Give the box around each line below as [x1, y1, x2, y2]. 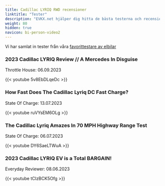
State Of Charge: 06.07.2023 [5, 133, 63, 139]
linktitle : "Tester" [5, 12, 48, 17]
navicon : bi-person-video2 [5, 30, 60, 35]
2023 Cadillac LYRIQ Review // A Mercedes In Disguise [5, 56, 138, 62]
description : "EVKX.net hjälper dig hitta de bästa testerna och [5, 16, 141, 21]
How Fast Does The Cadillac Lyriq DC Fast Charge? [5, 89, 129, 96]
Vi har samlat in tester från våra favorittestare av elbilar [5, 44, 116, 49]
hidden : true [5, 26, 32, 31]
